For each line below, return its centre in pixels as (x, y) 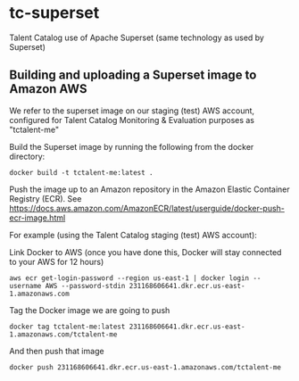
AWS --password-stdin (85, 286)
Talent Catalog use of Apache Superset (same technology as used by (137, 37)
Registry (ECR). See (46, 198)
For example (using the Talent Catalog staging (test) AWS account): (133, 235)
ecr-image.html (37, 218)
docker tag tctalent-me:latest (67, 327)
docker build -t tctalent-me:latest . (81, 172)
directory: (27, 156)
